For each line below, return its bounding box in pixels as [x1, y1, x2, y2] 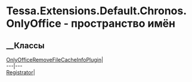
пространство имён [70, 17, 176, 30]
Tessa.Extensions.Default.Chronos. [6, 4, 187, 18]
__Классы [6, 40, 45, 51]
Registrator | [6, 69, 36, 75]
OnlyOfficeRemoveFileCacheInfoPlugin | [6, 56, 103, 63]
